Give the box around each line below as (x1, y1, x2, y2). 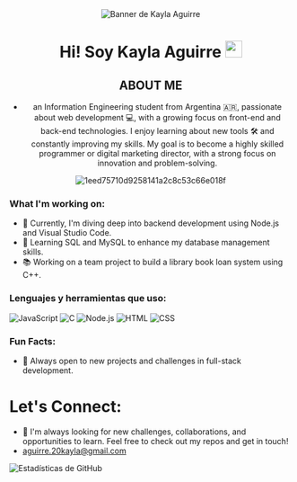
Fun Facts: (9, 335, 57, 347)
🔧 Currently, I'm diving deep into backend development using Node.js (22, 218, 280, 228)
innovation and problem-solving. (97, 157, 218, 168)
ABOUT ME (118, 77, 183, 93)
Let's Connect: (9, 397, 122, 417)
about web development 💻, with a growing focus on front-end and (34, 112, 281, 122)
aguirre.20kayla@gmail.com (22, 445, 127, 456)
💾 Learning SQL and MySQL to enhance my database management (22, 237, 271, 248)
